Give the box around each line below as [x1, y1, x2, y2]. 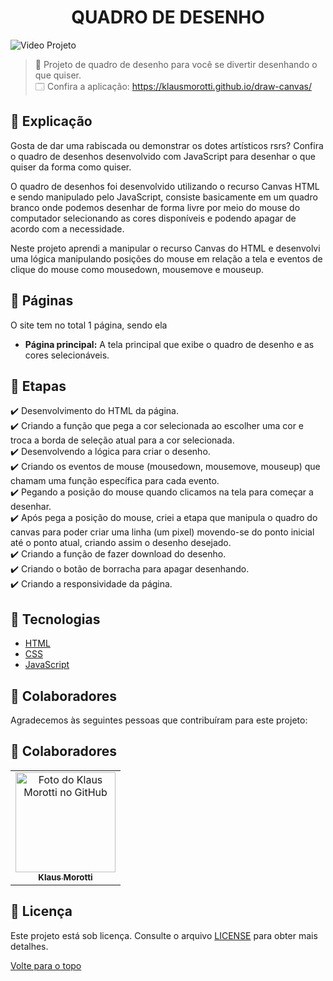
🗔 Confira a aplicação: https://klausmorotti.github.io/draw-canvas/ [34, 80, 312, 92]
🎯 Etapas [10, 377, 67, 395]
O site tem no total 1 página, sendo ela [10, 319, 168, 331]
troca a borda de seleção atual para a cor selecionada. [10, 434, 235, 446]
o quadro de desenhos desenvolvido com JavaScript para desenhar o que [10, 150, 316, 162]
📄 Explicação [10, 113, 93, 130]
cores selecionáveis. [24, 349, 110, 361]
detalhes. [10, 940, 49, 952]
